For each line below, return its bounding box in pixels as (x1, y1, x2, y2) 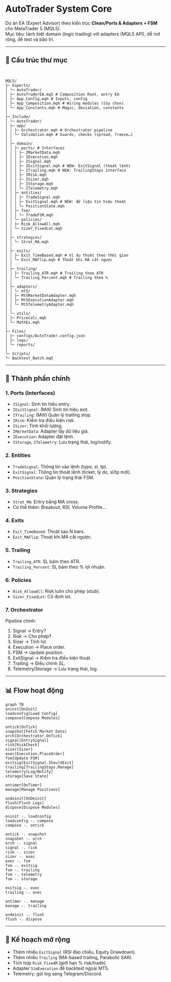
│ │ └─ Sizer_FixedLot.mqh (5, 226, 63, 231)
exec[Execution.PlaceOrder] (5, 752, 65, 757)
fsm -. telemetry (5, 872, 42, 877)
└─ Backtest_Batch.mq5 (5, 356, 53, 361)
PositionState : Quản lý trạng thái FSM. (12, 474, 95, 480)
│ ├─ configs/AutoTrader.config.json (5, 333, 85, 338)
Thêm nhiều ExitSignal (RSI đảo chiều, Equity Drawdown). (12, 949, 136, 955)
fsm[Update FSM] (5, 756, 40, 761)
